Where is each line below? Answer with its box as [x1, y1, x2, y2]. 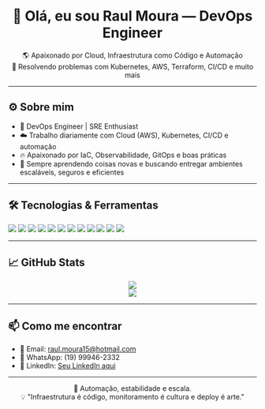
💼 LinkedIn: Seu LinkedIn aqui [19, 361, 116, 370]
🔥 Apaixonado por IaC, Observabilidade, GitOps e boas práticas [19, 150, 227, 159]
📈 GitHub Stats [8, 256, 85, 269]
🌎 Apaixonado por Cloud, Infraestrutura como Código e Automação [22, 51, 243, 60]
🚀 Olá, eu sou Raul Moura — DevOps [12, 7, 253, 25]
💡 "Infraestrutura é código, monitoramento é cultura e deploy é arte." [21, 392, 244, 402]
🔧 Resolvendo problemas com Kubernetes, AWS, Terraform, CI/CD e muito [11, 62, 254, 71]
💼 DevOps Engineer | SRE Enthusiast [19, 122, 139, 131]
